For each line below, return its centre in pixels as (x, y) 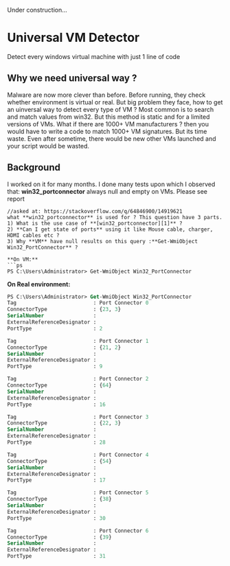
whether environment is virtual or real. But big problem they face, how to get (115, 102)
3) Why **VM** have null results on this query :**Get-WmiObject (102, 241)
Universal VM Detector (73, 38)
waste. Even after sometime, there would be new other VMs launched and (112, 138)
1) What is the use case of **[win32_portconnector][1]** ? (95, 223)
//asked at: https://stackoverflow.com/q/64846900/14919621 (95, 211)
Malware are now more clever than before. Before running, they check (106, 95)
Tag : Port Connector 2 (78, 379)
